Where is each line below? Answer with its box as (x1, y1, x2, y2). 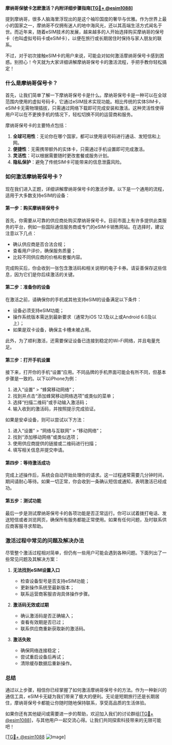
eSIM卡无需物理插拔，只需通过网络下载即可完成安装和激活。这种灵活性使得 (5, 105, 164, 111)
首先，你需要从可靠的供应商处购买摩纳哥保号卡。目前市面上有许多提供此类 (5, 217, 162, 223)
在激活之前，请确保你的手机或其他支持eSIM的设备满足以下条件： (5, 297, 142, 302)
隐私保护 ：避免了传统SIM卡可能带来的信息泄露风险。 (12, 159, 124, 165)
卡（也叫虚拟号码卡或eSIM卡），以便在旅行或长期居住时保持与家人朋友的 (5, 35, 158, 41)
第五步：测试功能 (5, 498, 41, 503)
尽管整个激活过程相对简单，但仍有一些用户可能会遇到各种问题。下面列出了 (5, 550, 162, 556)
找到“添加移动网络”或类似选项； (12, 434, 80, 440)
